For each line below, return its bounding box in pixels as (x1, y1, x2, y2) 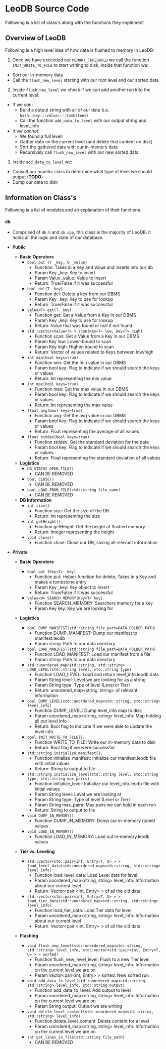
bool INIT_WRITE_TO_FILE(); (27, 735, 85, 740)
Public (12, 244, 26, 250)
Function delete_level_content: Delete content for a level (34, 1018, 149, 1024)
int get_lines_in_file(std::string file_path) (27, 1035, 125, 1040)
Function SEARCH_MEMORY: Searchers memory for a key (34, 600, 153, 606)
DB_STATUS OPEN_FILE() (27, 466, 74, 471)
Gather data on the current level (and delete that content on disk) (19, 138, 153, 144)
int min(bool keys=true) (27, 355, 79, 360)
